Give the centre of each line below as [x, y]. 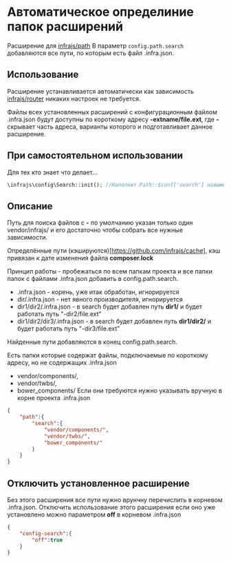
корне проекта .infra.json [54, 398]
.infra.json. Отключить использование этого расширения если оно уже [111, 507]
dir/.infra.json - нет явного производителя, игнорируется [100, 300]
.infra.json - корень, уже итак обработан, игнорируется [98, 292]
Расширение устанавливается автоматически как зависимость [101, 91]
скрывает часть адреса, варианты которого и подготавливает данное [110, 126]
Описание [30, 206]
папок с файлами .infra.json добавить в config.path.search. [93, 279]
